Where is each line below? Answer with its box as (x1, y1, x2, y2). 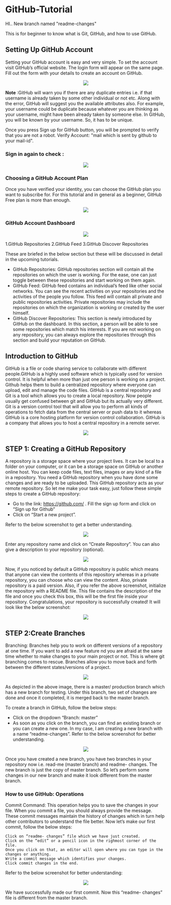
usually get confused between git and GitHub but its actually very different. (5, 398, 163, 404)
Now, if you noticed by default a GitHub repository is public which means (5, 566, 159, 573)
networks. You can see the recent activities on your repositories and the (12, 288, 164, 294)
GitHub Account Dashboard (5, 220, 75, 227)
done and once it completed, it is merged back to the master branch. (5, 695, 150, 701)
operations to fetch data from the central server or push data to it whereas (5, 409, 162, 415)
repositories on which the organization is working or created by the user (12, 304, 165, 310)
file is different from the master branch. (5, 895, 88, 901)
